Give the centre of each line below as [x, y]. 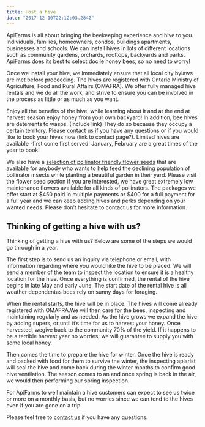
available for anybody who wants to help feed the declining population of [98, 168]
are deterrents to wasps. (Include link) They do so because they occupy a [99, 124]
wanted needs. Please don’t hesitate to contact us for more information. [97, 207]
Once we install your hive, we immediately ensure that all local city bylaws [100, 73]
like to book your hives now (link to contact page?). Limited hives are [93, 137]
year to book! [23, 150]
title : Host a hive [31, 12]
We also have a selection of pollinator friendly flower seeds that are [91, 162]
